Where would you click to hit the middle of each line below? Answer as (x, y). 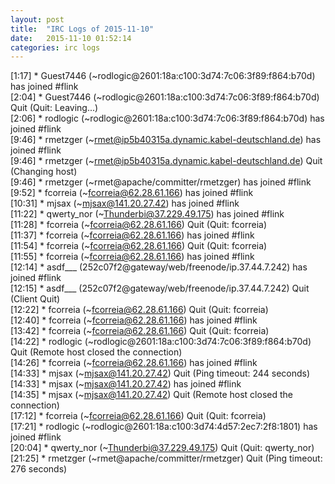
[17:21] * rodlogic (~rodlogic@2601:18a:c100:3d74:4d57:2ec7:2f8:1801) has (164, 427)
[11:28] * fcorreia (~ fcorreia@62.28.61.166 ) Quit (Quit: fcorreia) (139, 225)
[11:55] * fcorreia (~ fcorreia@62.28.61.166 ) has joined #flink (132, 257)
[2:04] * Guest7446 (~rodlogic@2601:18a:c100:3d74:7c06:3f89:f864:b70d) (165, 97)
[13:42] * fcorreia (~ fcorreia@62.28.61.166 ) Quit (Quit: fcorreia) (140, 331)
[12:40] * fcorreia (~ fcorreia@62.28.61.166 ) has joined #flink (134, 320)
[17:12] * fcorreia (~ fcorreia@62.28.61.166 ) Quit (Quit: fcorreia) (138, 416)
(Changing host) (44, 172)
